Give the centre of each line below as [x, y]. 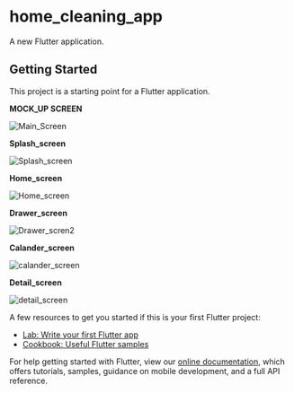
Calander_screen [42, 248]
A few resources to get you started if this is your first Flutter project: [135, 317]
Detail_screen [36, 282]
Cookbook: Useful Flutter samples [85, 344]
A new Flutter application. [57, 41]
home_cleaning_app [86, 17]
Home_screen [36, 178]
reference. [28, 380]
